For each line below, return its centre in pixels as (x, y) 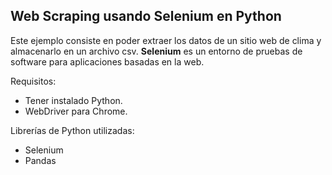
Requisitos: (33, 81)
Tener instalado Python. (73, 100)
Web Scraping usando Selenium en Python (146, 16)
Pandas (40, 160)
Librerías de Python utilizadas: (72, 130)
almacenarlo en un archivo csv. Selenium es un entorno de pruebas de (156, 51)
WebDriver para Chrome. (76, 111)
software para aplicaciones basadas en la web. (107, 61)
